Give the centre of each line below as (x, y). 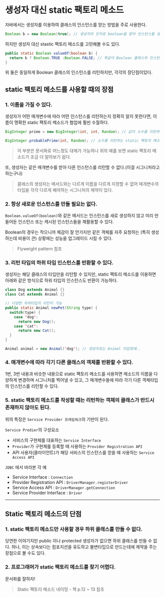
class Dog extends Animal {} (35, 290)
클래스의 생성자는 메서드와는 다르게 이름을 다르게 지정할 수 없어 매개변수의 (88, 184)
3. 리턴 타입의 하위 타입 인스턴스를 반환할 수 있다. (59, 263)
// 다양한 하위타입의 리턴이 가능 (34, 303)
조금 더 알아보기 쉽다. (51, 157)
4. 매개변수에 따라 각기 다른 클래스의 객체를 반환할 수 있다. (69, 362)
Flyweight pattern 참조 (40, 249)
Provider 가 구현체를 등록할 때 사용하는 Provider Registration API (77, 446)
